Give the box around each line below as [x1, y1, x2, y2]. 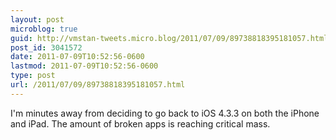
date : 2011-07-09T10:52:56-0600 [10, 52, 145, 62]
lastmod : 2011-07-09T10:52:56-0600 [10, 61, 159, 71]
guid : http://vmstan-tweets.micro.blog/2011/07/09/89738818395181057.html [10, 33, 329, 43]
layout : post [10, 14, 65, 25]
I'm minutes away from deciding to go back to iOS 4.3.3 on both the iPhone [10, 107, 320, 119]
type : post [10, 71, 56, 81]
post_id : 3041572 [10, 42, 83, 53]
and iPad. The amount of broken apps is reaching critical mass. [10, 117, 271, 130]
